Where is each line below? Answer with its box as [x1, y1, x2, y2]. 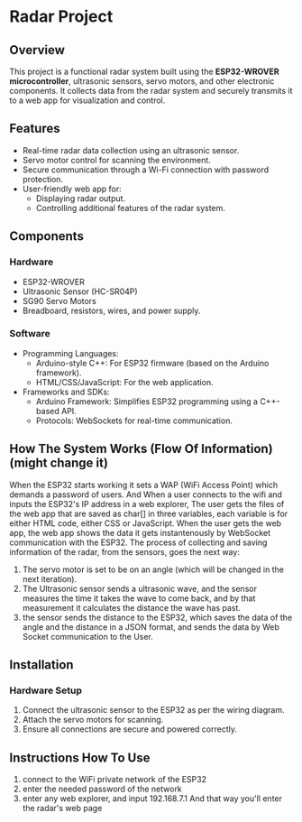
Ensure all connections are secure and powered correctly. [22, 724, 237, 734]
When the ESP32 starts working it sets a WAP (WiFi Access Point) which [9, 479, 278, 490]
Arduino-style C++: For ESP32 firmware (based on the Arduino [35, 357, 270, 368]
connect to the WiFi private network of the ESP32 [22, 774, 207, 785]
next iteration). [22, 573, 78, 584]
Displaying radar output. [35, 192, 126, 204]
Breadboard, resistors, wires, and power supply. [22, 305, 201, 316]
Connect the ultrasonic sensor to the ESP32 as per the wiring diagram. [22, 705, 285, 716]
